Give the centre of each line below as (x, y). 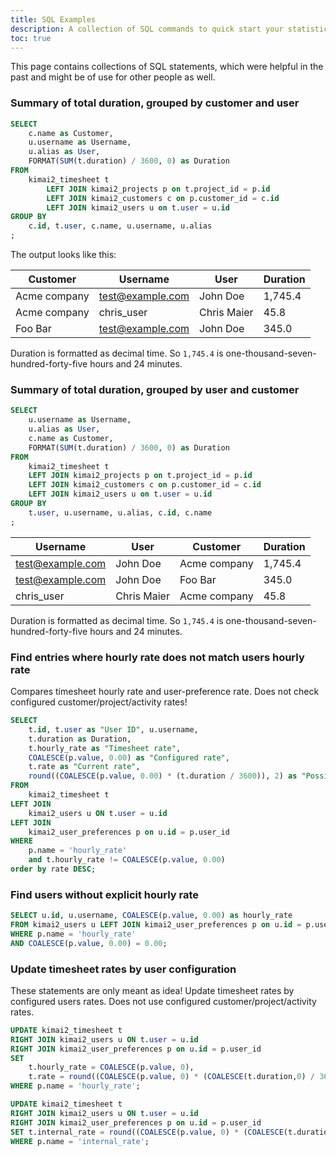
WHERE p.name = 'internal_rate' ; (80, 1141)
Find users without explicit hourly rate (105, 894)
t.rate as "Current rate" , (84, 767)
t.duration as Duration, (80, 739)
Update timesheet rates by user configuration (123, 969)
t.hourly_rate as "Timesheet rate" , (105, 748)
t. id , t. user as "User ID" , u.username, (113, 729)
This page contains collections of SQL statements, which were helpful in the (167, 67)
